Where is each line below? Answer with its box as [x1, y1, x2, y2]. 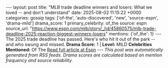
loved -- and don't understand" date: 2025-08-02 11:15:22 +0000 [6, 9, 141, 15]
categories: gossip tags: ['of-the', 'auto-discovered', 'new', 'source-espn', [6, 15, 158, 20]
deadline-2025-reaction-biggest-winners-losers [6, 31, 106, 36]
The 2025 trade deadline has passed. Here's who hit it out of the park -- [6, 36, 155, 42]
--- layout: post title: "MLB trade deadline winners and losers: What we [6, 4, 152, 10]
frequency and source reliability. [6, 57, 73, 63]
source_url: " [6, 25, 32, 31]
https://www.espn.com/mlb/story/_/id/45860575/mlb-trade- [32, 25, 156, 31]
